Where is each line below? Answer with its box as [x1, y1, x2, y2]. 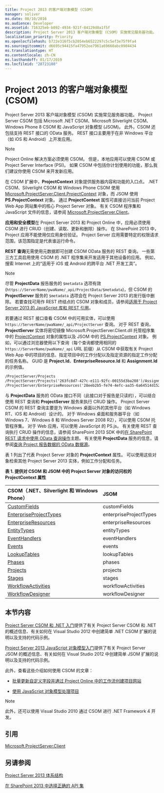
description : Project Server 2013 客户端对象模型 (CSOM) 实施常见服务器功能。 [5, 30, 157, 35]
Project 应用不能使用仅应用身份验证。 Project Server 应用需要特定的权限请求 [5, 232, 159, 238]
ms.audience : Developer [5, 21, 54, 26]
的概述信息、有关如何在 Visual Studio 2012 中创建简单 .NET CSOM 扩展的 [5, 628, 152, 634]
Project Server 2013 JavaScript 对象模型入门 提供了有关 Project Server [5, 645, 145, 651]
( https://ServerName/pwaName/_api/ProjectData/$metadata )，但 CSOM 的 [5, 286, 153, 292]
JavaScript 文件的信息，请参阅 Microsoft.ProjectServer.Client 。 [5, 209, 132, 215]
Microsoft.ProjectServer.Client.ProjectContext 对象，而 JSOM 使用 [5, 191, 138, 197]
